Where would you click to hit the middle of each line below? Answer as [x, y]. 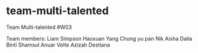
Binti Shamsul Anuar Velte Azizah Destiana [58, 45]
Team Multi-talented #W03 [39, 27]
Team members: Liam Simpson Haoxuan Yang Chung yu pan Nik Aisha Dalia [99, 38]
